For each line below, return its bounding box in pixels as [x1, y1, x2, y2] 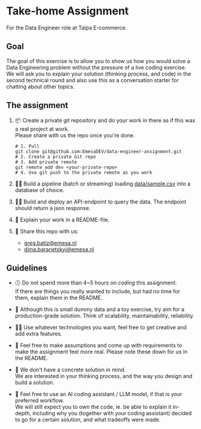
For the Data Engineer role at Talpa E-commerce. [6, 24, 127, 31]
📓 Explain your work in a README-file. [14, 216, 110, 223]
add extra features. [14, 330, 62, 337]
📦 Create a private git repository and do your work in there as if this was [14, 116, 196, 124]
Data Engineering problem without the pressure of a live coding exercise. [6, 64, 187, 71]
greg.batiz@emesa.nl [23, 239, 77, 247]
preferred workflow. [14, 397, 64, 404]
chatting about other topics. [6, 83, 75, 90]
